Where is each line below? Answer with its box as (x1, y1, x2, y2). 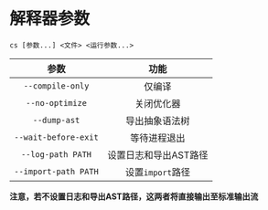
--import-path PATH (14, 166, 99, 176)
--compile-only (23, 80, 90, 91)
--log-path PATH (21, 149, 92, 160)
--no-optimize (26, 98, 87, 108)
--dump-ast (32, 115, 80, 125)
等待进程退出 (130, 131, 186, 144)
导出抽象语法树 (125, 114, 190, 127)
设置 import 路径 (124, 165, 190, 178)
